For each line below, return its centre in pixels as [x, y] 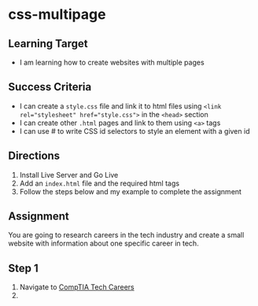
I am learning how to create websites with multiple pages [112, 62]
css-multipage [57, 15]
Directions [34, 156]
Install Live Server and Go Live [69, 175]
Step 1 [24, 268]
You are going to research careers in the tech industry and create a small [126, 235]
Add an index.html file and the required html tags [99, 183]
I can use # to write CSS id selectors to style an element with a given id [135, 131]
